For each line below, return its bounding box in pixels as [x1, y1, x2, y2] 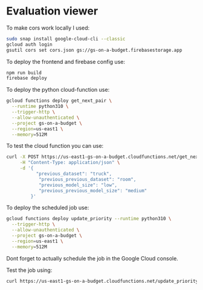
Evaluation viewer [6, 4, 98, 18]
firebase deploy [6, 75, 47, 81]
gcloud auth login [6, 41, 53, 48]
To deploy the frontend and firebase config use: [6, 58, 126, 65]
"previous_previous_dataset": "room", [38, 176, 137, 182]
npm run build [6, 69, 42, 76]
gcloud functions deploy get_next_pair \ [6, 98, 112, 104]
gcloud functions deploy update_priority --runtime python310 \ [6, 216, 172, 222]
